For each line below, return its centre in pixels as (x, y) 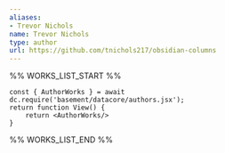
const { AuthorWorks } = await (67, 93)
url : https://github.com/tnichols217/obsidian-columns (113, 51)
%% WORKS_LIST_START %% (65, 76)
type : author (33, 42)
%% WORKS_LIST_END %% (61, 140)
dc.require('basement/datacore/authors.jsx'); (97, 100)
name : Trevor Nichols (49, 34)
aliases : (25, 17)
